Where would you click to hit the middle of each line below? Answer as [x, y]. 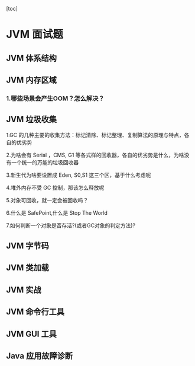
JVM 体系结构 [32, 58]
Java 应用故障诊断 [39, 356]
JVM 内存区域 [32, 80]
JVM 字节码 [27, 246]
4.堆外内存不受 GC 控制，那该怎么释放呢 [55, 187]
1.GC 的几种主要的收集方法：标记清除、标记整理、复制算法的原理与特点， [95, 135]
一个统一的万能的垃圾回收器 [45, 162]
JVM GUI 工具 [32, 334]
